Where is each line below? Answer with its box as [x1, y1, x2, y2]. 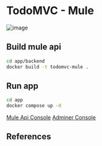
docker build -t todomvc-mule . [6, 64, 89, 70]
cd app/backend [6, 58, 45, 64]
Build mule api [6, 42, 62, 52]
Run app [6, 80, 38, 91]
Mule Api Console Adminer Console [6, 114, 96, 121]
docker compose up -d [6, 102, 62, 109]
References [6, 131, 51, 142]
